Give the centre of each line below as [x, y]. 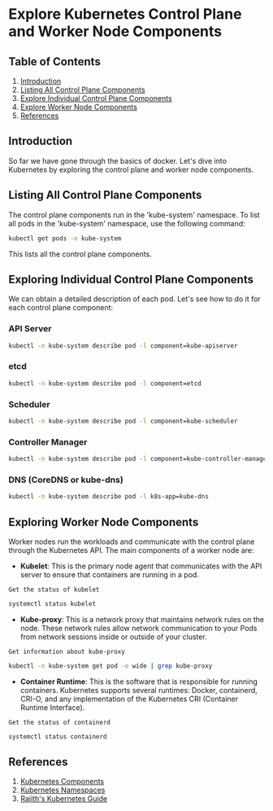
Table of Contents [55, 61]
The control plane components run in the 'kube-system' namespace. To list [134, 215]
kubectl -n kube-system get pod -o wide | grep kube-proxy [110, 666]
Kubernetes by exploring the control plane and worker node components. [131, 169]
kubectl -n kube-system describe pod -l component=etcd [105, 384]
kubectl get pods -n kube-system [65, 238]
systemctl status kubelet [52, 603]
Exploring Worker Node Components [104, 522]
